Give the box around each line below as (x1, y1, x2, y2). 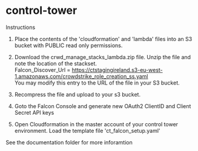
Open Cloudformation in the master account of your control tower (14, 120, 179, 127)
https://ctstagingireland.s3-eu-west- (71, 66, 163, 73)
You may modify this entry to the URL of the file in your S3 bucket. (14, 79, 180, 86)
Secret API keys (14, 109, 54, 116)
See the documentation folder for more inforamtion (5, 138, 133, 146)
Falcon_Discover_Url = (14, 66, 71, 73)
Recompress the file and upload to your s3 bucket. (14, 91, 140, 98)
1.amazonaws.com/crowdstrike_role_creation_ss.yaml (14, 72, 148, 80)
